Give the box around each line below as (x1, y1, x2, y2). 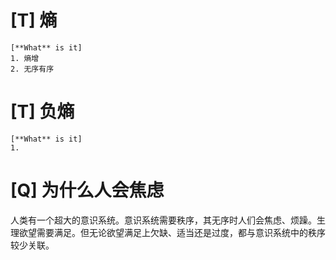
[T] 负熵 (10, 101, 75, 123)
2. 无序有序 (10, 64, 55, 74)
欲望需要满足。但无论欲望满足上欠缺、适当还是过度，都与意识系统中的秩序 (18, 226, 326, 238)
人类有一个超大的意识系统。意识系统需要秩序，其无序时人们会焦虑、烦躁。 (10, 214, 317, 226)
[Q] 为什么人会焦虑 (10, 179, 165, 202)
